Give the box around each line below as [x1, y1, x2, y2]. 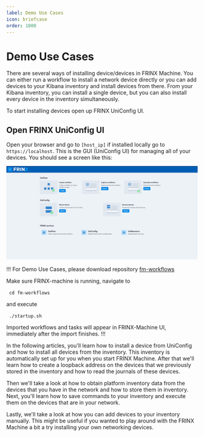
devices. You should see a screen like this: [6, 154, 112, 161]
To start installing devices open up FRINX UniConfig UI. [6, 107, 144, 115]
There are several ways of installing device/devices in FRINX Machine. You [6, 70, 193, 77]
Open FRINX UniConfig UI [6, 125, 104, 135]
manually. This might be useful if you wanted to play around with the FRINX [6, 417, 194, 425]
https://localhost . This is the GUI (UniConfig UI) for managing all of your [6, 148, 191, 155]
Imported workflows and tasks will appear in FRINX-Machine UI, [6, 324, 166, 331]
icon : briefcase [6, 16, 47, 22]
